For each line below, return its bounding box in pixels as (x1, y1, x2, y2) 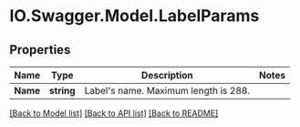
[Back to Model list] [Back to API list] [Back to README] (9, 108, 219, 119)
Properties (9, 42, 71, 58)
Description (140, 69, 193, 81)
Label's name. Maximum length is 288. (84, 84, 251, 97)
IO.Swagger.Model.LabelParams (9, 5, 260, 26)
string (48, 84, 76, 97)
